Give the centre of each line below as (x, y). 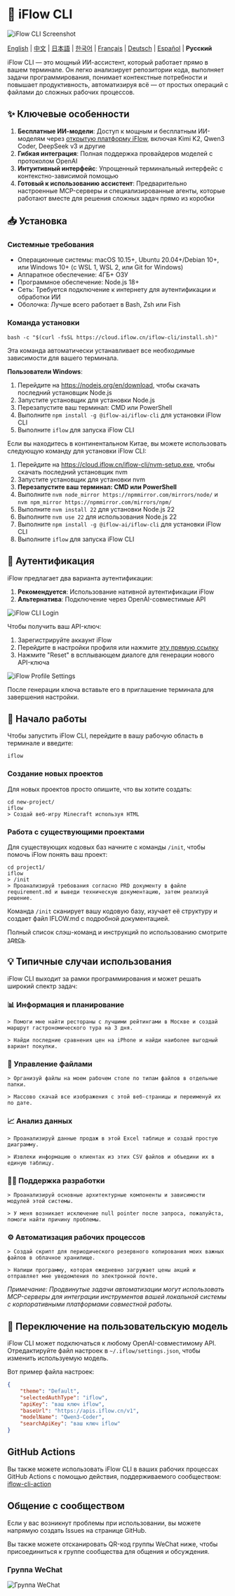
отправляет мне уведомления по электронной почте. (83, 1277)
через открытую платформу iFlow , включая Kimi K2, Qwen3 (136, 138)
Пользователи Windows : (45, 371)
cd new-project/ (31, 802)
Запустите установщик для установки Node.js (86, 400)
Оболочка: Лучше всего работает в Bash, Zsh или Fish (99, 305)
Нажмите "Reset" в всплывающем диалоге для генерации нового (116, 655)
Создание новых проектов (55, 773)
